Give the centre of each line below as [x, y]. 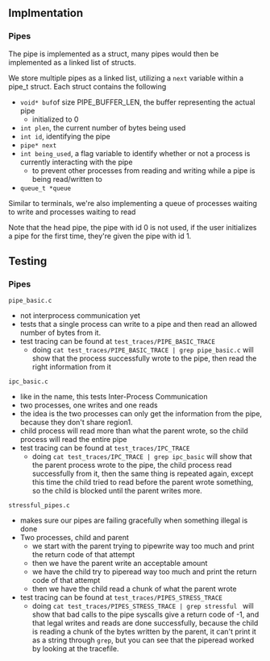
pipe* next [38, 145]
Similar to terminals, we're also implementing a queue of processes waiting [133, 203]
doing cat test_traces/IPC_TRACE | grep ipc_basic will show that [142, 457]
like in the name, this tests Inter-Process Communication [114, 397]
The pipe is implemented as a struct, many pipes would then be [114, 54]
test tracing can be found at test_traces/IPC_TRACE [105, 448]
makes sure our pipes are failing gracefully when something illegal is [134, 521]
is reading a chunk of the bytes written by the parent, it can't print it [144, 632]
